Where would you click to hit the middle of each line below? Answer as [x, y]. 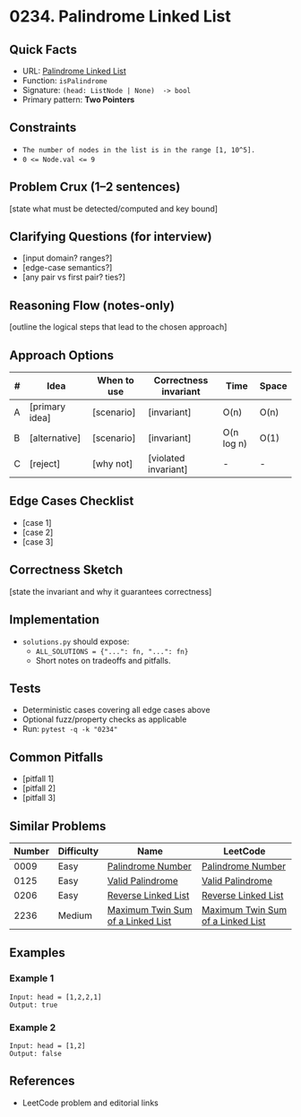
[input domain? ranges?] [67, 258]
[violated [166, 459]
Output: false [36, 1053]
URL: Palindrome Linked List [74, 71]
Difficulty [78, 851]
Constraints [43, 128]
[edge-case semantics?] [67, 268]
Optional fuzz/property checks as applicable [104, 719]
